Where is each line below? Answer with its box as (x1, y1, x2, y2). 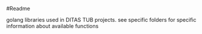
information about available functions (6, 23, 99, 29)
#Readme (6, 5, 30, 12)
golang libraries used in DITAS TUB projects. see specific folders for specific (6, 16, 197, 23)
